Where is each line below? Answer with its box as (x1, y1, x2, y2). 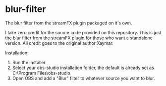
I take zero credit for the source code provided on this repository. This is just (5, 29, 162, 35)
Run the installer (12, 59, 46, 65)
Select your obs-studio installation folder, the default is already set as (12, 65, 155, 71)
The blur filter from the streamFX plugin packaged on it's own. (5, 20, 132, 26)
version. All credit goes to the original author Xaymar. (5, 40, 113, 46)
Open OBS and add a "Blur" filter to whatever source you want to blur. (12, 75, 155, 81)
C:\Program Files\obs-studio (12, 70, 70, 76)
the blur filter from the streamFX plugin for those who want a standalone (5, 35, 153, 41)
